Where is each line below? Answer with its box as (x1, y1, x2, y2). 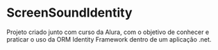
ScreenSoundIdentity (6, 5, 133, 21)
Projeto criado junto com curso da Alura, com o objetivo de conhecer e (6, 28, 210, 36)
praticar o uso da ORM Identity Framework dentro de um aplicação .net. (6, 35, 212, 43)
